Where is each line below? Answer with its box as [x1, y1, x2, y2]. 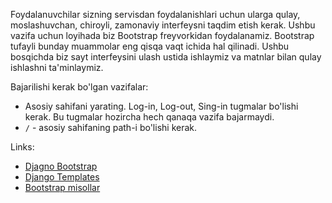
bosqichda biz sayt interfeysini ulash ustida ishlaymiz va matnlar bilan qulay [10, 51, 322, 63]
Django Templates [24, 171, 100, 183]
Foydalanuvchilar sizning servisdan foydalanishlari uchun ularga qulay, [10, 9, 301, 20]
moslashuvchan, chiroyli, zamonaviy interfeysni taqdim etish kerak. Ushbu [10, 19, 316, 31]
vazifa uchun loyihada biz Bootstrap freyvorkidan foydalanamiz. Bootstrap [10, 30, 315, 41]
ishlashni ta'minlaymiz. [10, 62, 104, 73]
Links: [10, 141, 35, 153]
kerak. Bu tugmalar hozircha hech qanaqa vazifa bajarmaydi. [24, 111, 275, 123]
